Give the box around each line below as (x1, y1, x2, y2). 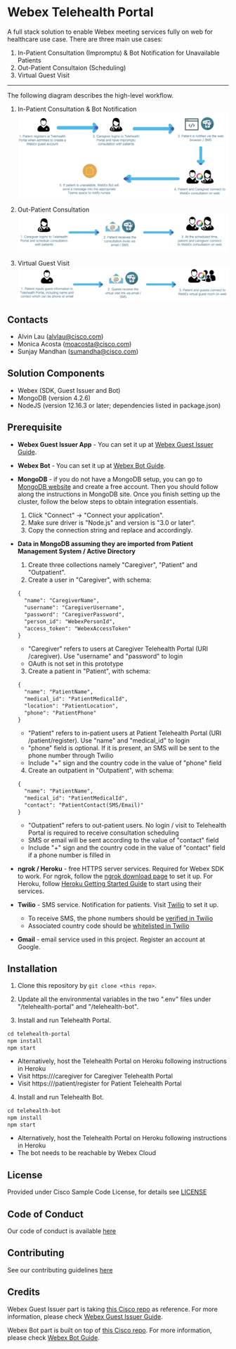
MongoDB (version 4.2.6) (17, 393, 91, 402)
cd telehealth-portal (7, 1031, 71, 1038)
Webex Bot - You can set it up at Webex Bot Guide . (17, 461, 166, 469)
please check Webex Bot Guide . (7, 1333, 100, 1342)
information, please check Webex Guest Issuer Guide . (7, 1312, 163, 1321)
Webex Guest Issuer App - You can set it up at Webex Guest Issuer (17, 440, 214, 448)
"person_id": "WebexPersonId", (24, 618, 116, 625)
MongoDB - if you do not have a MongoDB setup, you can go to (17, 475, 203, 483)
